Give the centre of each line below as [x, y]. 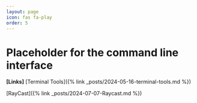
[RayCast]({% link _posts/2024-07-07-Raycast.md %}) [74, 93]
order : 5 [17, 23]
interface [29, 65]
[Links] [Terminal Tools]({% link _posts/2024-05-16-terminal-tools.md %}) [98, 82]
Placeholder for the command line [92, 52]
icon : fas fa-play [29, 17]
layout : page [23, 12]
